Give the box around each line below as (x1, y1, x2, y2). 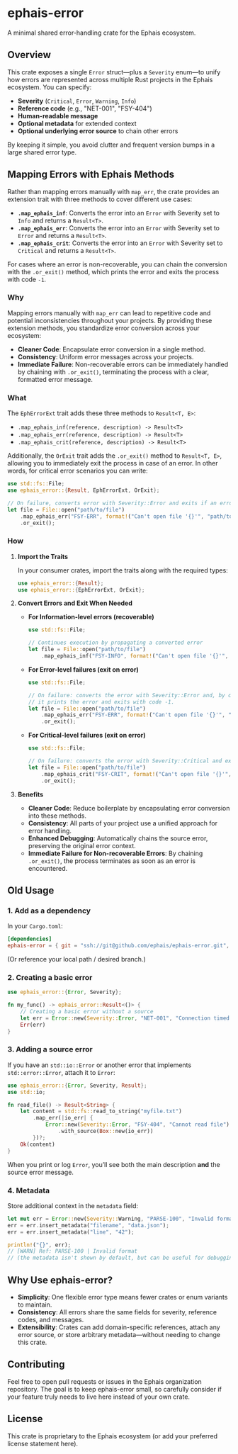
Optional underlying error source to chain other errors (17, 126, 178, 135)
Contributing (7, 1358, 65, 1370)
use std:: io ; (7, 1088, 46, 1095)
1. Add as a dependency (7, 906, 91, 915)
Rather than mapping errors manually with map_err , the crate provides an (7, 187, 220, 196)
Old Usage (7, 884, 55, 896)
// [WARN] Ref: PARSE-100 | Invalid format (7, 1248, 138, 1255)
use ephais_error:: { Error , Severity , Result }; (7, 1082, 147, 1089)
